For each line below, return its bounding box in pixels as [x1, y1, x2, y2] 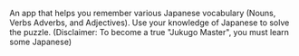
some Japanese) [9, 36, 72, 47]
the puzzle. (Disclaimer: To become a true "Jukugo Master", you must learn [9, 27, 290, 37]
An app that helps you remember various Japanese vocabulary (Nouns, [9, 8, 276, 18]
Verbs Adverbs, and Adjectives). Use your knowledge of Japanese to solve [9, 17, 290, 28]
